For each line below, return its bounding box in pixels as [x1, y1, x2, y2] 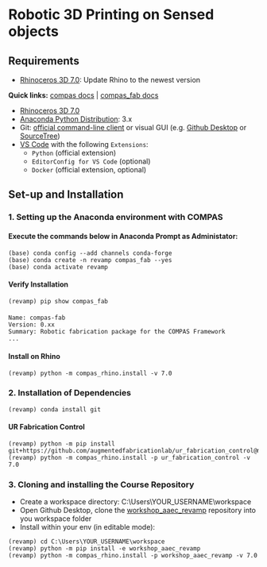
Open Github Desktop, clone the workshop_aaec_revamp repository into [19, 506, 257, 515]
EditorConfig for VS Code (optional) [31, 156, 151, 166]
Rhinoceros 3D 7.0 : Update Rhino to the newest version [19, 75, 201, 84]
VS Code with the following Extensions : [19, 140, 149, 148]
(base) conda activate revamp [8, 263, 109, 271]
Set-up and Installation [8, 188, 124, 202]
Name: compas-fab [8, 314, 66, 322]
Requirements [8, 54, 79, 67]
